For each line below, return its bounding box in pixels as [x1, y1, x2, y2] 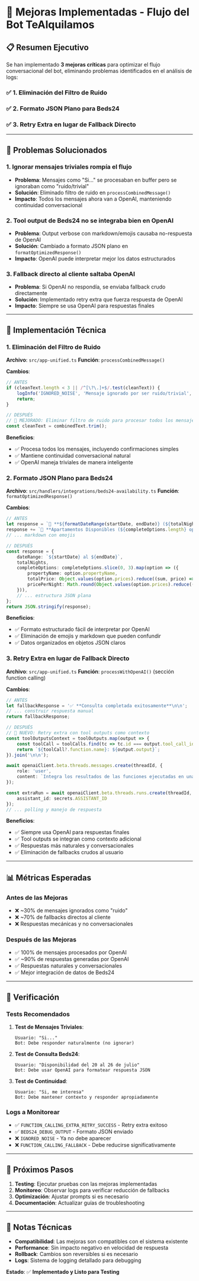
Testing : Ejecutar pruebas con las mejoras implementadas [14, 1181, 158, 1188]
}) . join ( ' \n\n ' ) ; [6, 752, 49, 758]
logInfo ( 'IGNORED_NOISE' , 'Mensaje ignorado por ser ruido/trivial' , [17, 390, 192, 397]
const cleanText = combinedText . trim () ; [6, 423, 108, 429]
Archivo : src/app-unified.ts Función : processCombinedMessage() [6, 356, 165, 364]
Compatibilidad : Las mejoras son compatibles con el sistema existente [14, 1238, 188, 1245]
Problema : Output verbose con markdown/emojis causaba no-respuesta [14, 230, 192, 237]
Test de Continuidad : [14, 1077, 68, 1085]
